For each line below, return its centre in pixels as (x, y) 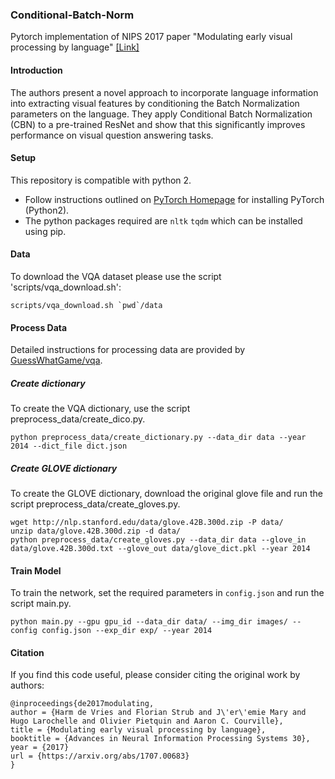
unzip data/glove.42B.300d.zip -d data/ (96, 531)
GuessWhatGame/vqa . (56, 360)
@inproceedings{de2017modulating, (82, 704)
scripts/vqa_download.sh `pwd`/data (86, 305)
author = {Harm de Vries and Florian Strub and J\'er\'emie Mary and (158, 713)
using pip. (45, 231)
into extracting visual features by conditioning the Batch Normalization (155, 103)
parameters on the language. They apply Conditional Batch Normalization (161, 114)
